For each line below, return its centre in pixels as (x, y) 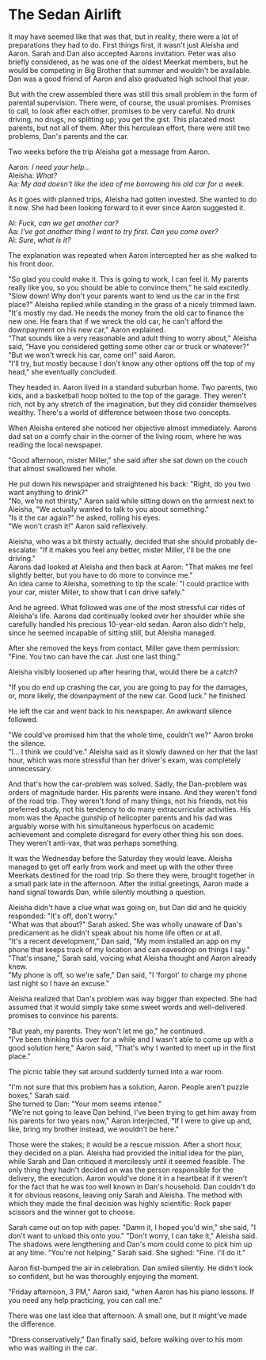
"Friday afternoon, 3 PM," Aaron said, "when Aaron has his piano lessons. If (131, 1292)
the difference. (32, 1324)
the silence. (27, 743)
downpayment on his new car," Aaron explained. (87, 329)
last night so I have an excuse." (59, 983)
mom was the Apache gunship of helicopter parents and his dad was (120, 817)
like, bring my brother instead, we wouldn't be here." (94, 1129)
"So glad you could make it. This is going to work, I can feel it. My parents (128, 279)
